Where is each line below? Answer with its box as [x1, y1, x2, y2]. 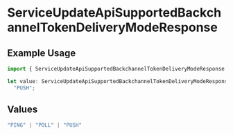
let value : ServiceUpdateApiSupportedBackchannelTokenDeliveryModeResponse [7, 78, 231, 84]
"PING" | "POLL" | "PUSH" [7, 122, 82, 129]
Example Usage [7, 47, 76, 59]
